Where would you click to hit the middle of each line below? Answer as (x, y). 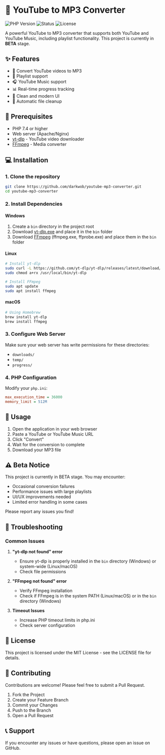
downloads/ (23, 355)
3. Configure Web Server (35, 334)
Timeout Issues (28, 611)
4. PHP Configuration (31, 377)
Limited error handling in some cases (50, 502)
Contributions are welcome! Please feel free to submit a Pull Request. (75, 685)
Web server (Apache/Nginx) (41, 134)
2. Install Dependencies (34, 204)
